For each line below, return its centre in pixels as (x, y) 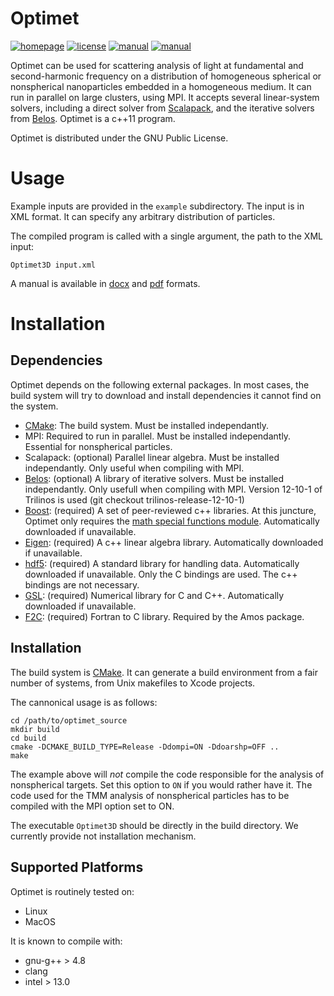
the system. (34, 406)
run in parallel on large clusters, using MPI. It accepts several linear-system (165, 97)
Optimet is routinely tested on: (72, 891)
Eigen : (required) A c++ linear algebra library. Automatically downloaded (174, 542)
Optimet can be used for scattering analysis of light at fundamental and (157, 65)
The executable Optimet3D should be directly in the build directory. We (154, 825)
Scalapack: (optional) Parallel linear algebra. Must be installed (152, 457)
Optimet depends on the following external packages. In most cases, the (160, 384)
